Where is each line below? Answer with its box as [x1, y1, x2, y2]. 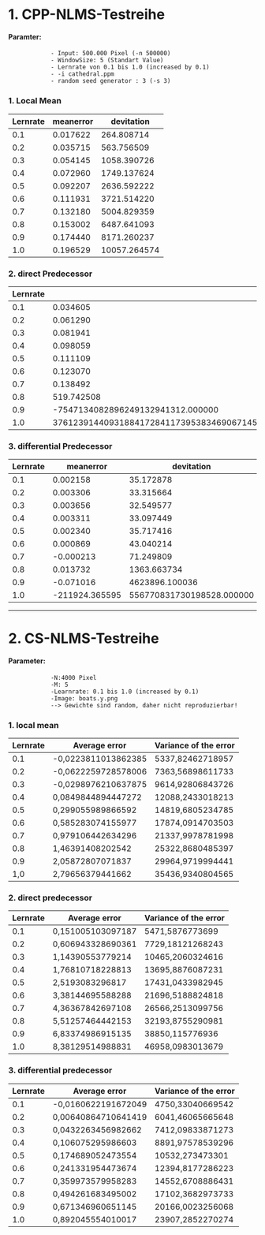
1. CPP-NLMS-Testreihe [8, 6, 166, 24]
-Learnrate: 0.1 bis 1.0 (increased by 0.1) [50, 688, 200, 696]
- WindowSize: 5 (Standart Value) [50, 57, 164, 65]
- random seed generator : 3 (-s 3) [50, 77, 171, 85]
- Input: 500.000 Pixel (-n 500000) [50, 50, 171, 58]
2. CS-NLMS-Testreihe [8, 629, 159, 647]
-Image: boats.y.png [50, 694, 118, 703]
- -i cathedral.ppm [50, 70, 114, 78]
